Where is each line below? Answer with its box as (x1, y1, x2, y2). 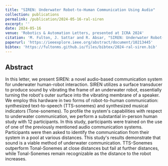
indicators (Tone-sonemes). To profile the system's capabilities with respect (5, 108, 162, 114)
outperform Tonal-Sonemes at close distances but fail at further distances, (5, 145, 159, 151)
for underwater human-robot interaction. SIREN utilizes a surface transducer (5, 81, 162, 87)
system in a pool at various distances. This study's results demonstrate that (5, 134, 161, 140)
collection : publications (5, 12, 59, 17)
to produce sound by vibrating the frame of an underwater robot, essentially (5, 87, 162, 93)
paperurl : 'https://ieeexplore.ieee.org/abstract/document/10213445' (5, 40, 153, 45)
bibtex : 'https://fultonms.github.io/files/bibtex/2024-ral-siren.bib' (5, 44, 157, 49)
